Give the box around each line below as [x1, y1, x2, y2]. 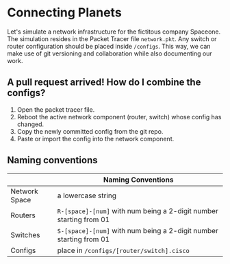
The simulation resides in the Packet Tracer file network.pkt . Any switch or [7, 34, 217, 43]
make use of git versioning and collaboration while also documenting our [7, 49, 212, 58]
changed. [16, 120, 44, 128]
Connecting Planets [7, 5, 122, 21]
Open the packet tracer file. [16, 105, 95, 114]
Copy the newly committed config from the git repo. [16, 127, 164, 135]
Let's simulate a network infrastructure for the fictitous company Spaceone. [7, 27, 221, 36]
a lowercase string [57, 191, 117, 200]
